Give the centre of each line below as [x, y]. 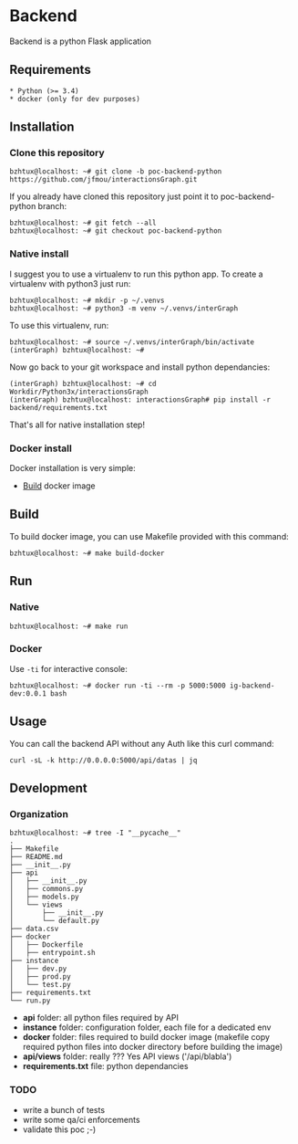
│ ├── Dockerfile [46, 945]
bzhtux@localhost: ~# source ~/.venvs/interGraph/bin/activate [132, 342]
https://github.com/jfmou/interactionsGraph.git [103, 180]
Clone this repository [57, 153]
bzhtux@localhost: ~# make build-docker [87, 553]
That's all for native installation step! [77, 425]
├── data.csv [34, 929]
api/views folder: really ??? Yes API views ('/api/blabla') [127, 1056]
